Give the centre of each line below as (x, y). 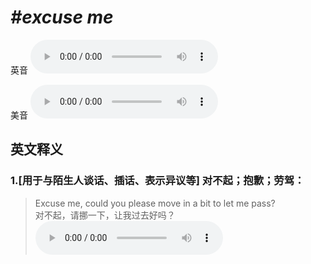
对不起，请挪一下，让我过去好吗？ (105, 215)
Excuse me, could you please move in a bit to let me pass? (155, 203)
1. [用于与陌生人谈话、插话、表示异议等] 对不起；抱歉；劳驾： (157, 181)
